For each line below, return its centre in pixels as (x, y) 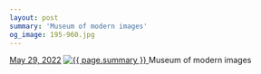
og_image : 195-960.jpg (52, 34)
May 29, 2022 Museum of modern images (130, 60)
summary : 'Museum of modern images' (78, 26)
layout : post (34, 18)
